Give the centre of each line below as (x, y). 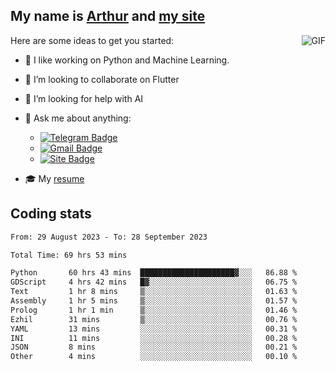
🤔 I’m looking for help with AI (84, 98)
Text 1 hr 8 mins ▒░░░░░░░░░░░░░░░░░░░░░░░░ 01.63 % (154, 292)
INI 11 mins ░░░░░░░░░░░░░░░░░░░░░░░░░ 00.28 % (154, 338)
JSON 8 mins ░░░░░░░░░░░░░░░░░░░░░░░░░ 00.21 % (154, 347)
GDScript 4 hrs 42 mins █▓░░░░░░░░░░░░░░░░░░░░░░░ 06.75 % (154, 282)
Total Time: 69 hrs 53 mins (69, 255)
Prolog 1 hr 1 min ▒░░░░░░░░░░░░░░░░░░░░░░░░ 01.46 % (154, 310)
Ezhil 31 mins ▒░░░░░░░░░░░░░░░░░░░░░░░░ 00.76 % (154, 319)
